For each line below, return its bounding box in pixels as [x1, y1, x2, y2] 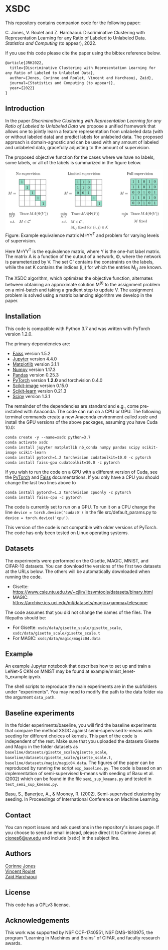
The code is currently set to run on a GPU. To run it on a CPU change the [5, 503, 155, 510]
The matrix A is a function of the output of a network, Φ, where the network [5, 254, 161, 260]
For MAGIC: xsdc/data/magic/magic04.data [12, 635, 101, 641]
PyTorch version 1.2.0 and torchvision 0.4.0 [12, 377, 103, 383]
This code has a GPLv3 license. [5, 902, 70, 908]
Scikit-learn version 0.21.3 [12, 388, 67, 394]
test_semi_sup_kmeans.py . [5, 781, 59, 787]
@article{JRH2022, [5, 60, 44, 66]
